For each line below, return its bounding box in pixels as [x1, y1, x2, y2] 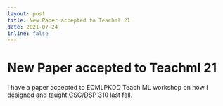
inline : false [7, 29, 49, 37]
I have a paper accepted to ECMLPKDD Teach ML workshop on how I [7, 84, 209, 92]
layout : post [7, 10, 46, 18]
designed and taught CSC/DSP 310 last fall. [7, 91, 133, 99]
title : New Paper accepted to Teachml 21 [7, 17, 131, 24]
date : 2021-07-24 [7, 23, 58, 30]
